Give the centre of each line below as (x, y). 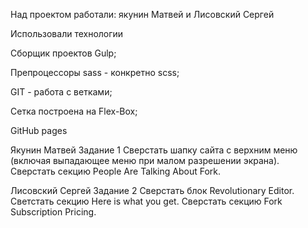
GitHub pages (39, 130)
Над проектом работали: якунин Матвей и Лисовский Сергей (142, 14)
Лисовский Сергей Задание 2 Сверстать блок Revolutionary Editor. (152, 190)
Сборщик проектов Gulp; (63, 53)
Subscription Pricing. (53, 212)
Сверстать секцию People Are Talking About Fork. (116, 171)
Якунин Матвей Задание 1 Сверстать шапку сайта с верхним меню (154, 150)
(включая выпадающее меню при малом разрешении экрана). (145, 160)
